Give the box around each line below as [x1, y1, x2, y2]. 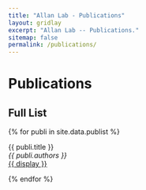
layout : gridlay [8, 19, 62, 27]
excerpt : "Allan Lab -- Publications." [8, 26, 140, 34]
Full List [8, 106, 47, 119]
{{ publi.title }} [8, 143, 54, 152]
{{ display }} [8, 159, 47, 169]
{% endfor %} [8, 174, 54, 184]
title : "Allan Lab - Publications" [8, 11, 125, 20]
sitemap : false [8, 33, 58, 42]
